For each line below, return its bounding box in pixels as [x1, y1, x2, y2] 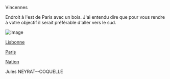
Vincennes [5, 5, 28, 10]
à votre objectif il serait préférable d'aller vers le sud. [5, 20, 116, 25]
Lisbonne [5, 39, 25, 45]
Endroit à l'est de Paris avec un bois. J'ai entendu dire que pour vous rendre [5, 14, 165, 20]
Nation [5, 59, 19, 65]
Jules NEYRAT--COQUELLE [5, 68, 63, 74]
